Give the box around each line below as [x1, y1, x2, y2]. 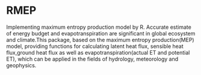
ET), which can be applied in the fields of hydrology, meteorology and [6, 55, 179, 62]
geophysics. [6, 61, 37, 69]
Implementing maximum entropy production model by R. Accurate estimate [6, 23, 192, 31]
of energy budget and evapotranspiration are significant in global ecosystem [6, 29, 196, 37]
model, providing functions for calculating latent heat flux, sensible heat [6, 43, 184, 50]
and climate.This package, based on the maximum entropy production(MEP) [6, 36, 194, 43]
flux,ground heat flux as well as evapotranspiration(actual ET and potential [6, 49, 190, 56]
